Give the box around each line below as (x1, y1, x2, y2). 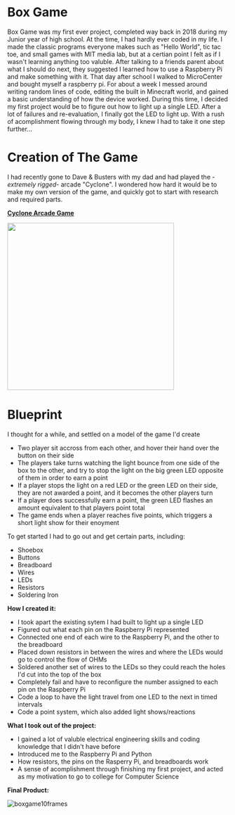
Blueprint (7, 407, 62, 423)
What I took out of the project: (7, 721, 97, 729)
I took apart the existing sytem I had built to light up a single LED (17, 617, 203, 626)
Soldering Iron (17, 590, 59, 599)
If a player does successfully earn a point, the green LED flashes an (17, 495, 213, 504)
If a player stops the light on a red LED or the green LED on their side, (17, 481, 218, 489)
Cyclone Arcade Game (7, 208, 75, 217)
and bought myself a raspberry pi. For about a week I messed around (7, 80, 208, 88)
